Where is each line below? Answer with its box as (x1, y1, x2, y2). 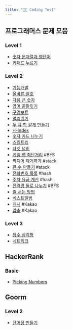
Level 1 (5, 42, 22, 48)
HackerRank (5, 253, 44, 261)
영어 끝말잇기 (12, 103, 38, 109)
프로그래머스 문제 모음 (5, 27, 68, 35)
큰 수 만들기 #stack (12, 164, 50, 170)
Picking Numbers (12, 279, 48, 284)
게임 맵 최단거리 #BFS (12, 151, 55, 157)
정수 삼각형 (12, 232, 34, 237)
